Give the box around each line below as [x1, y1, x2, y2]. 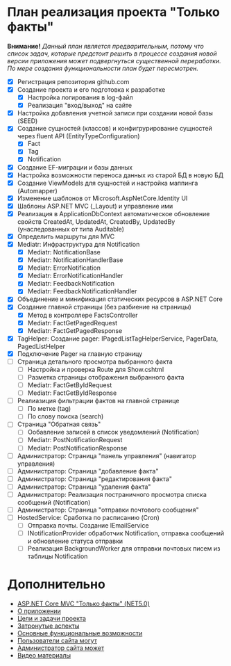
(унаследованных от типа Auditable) [17, 225, 125, 233]
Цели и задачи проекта [17, 615, 87, 623]
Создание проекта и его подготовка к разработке [17, 86, 166, 94]
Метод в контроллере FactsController [27, 311, 138, 319]
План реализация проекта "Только [7, 4, 220, 20]
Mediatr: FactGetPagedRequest [27, 318, 118, 327]
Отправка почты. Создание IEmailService [27, 521, 149, 529]
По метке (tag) [27, 405, 71, 413]
